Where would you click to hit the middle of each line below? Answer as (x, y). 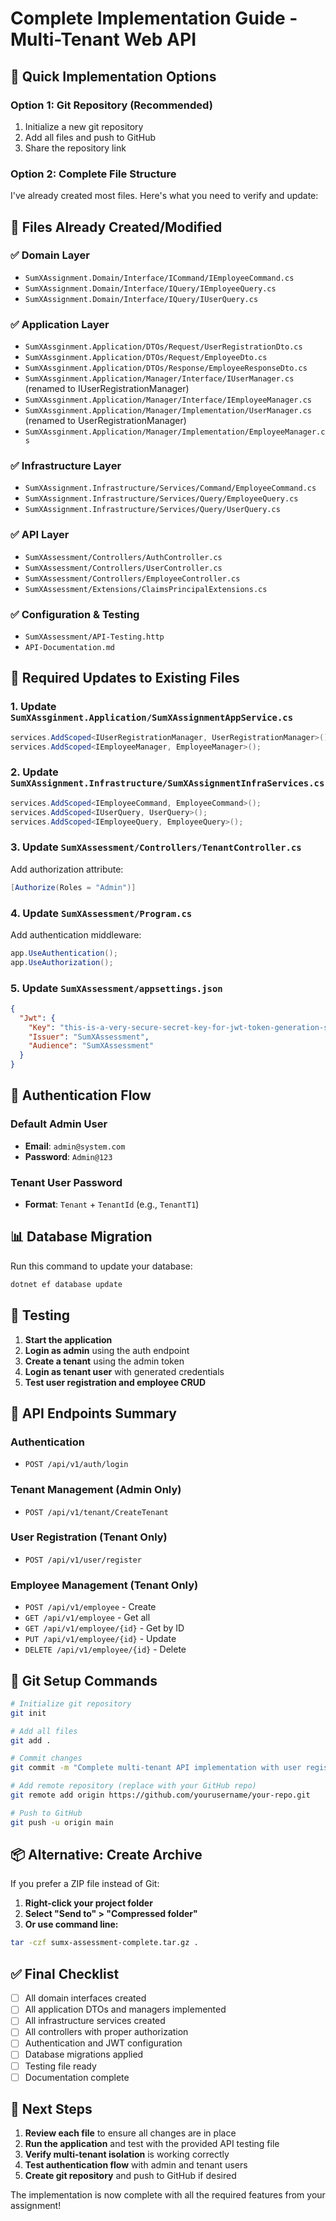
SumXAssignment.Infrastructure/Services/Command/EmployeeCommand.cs (170, 488)
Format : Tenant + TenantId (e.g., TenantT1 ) (112, 1204)
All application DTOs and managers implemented (125, 2009)
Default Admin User (59, 1124)
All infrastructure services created (95, 2021)
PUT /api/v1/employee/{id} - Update (100, 1639)
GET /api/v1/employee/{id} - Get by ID (104, 1628)
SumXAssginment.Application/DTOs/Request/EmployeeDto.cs (146, 358)
